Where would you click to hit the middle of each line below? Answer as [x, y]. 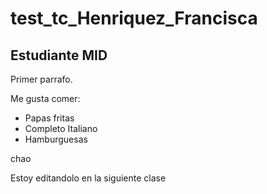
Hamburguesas [56, 139]
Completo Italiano [61, 128]
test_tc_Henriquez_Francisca [134, 18]
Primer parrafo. [41, 79]
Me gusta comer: [45, 98]
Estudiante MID [59, 55]
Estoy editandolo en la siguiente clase [88, 178]
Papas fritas [49, 118]
